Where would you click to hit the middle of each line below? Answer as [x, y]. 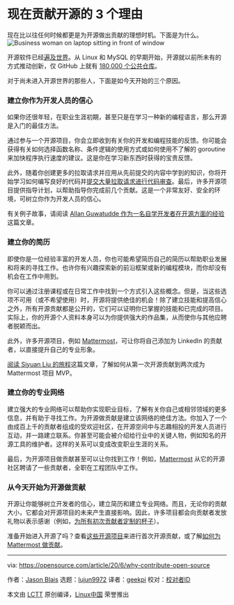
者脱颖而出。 [25, 326]
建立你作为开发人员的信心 [50, 100]
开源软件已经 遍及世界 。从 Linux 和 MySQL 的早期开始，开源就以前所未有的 [114, 57]
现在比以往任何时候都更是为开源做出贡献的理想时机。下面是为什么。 [105, 35]
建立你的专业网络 [36, 392]
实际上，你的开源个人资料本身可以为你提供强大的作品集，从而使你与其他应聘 [117, 317]
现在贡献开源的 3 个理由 [75, 14]
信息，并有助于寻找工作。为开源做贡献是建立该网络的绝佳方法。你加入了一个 [117, 418]
